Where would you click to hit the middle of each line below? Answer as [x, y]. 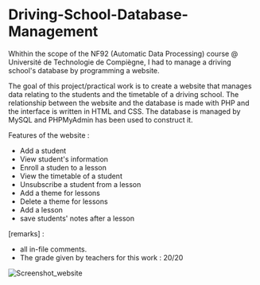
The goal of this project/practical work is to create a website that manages [130, 86]
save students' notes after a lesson [77, 218]
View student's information [64, 159]
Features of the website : [49, 135]
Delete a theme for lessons [64, 201]
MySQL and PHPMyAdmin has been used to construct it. [101, 119]
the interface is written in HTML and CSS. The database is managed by [124, 111]
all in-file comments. [53, 249]
